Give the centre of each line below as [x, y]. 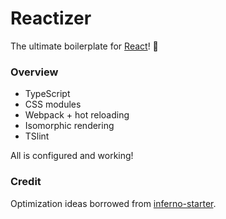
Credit [26, 182]
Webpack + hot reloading [77, 115]
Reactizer [51, 18]
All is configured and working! [72, 156]
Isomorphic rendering [69, 126]
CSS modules [53, 104]
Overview [34, 72]
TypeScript [47, 94]
